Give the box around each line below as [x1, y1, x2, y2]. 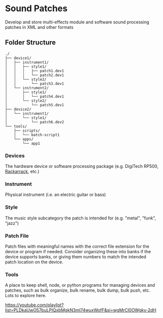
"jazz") [5, 220, 19, 226]
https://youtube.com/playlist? [5, 302, 64, 308]
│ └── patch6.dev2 [5, 119, 64, 124]
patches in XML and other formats [5, 24, 74, 30]
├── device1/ [5, 56, 32, 60]
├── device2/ [5, 107, 32, 112]
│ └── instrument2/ [5, 85, 49, 90]
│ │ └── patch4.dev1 [5, 94, 64, 99]
